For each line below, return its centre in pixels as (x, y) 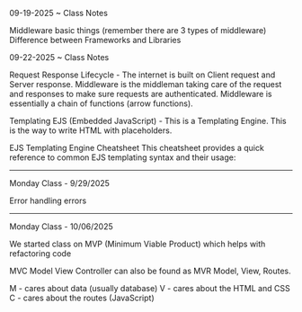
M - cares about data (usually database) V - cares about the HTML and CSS (150, 288)
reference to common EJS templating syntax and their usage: (123, 157)
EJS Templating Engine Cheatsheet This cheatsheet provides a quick (137, 148)
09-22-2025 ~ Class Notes (59, 57)
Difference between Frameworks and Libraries (95, 40)
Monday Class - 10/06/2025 (62, 227)
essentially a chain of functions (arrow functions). (101, 103)
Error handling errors (48, 201)
